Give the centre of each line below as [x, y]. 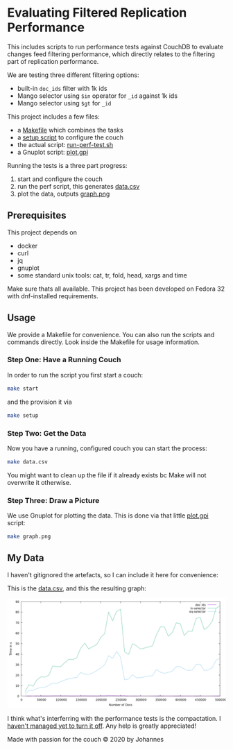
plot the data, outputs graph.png [63, 194]
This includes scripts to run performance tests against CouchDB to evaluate [115, 46]
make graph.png [29, 537]
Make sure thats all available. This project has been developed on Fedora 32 [116, 289]
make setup [23, 415]
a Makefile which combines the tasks [70, 130]
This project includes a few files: [53, 117]
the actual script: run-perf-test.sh [65, 144]
